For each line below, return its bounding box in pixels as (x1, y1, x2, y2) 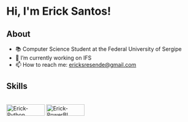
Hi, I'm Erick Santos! (6, 4, 111, 18)
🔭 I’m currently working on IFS (15, 54, 92, 61)
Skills (6, 81, 28, 91)
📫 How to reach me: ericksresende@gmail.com (15, 61, 137, 68)
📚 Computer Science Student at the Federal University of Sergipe (15, 45, 182, 53)
